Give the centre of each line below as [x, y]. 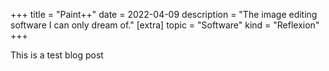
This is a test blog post [57, 55]
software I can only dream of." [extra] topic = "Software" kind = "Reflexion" [165, 25]
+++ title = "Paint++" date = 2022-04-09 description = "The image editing [164, 14]
